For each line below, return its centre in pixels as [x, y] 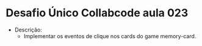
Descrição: [28, 30]
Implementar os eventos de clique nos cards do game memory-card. [110, 36]
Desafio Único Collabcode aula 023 [97, 13]
